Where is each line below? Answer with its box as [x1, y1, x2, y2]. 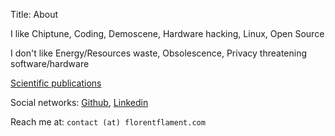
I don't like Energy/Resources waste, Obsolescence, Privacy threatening [10, 47, 308, 59]
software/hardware [10, 58, 90, 69]
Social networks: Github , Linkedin [10, 97, 149, 108]
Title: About [10, 9, 59, 20]
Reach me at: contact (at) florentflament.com [10, 116, 206, 128]
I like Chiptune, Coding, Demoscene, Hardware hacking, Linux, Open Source [10, 28, 325, 39]
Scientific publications [10, 77, 102, 89]
